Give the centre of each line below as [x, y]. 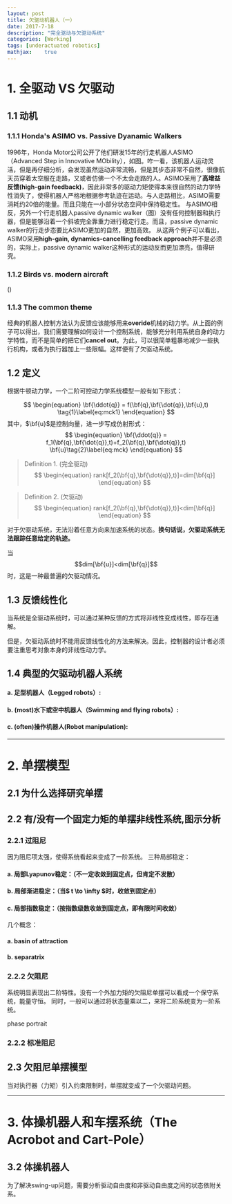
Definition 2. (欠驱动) [54, 497]
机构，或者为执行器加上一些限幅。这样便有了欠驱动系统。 [95, 349]
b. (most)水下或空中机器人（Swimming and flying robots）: [93, 710]
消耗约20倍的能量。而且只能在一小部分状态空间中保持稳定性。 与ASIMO [109, 204]
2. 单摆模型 [39, 766]
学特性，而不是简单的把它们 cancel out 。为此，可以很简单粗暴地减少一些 [110, 340]
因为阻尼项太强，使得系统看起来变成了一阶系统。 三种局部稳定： [99, 857]
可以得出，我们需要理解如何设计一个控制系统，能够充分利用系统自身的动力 [119, 332]
